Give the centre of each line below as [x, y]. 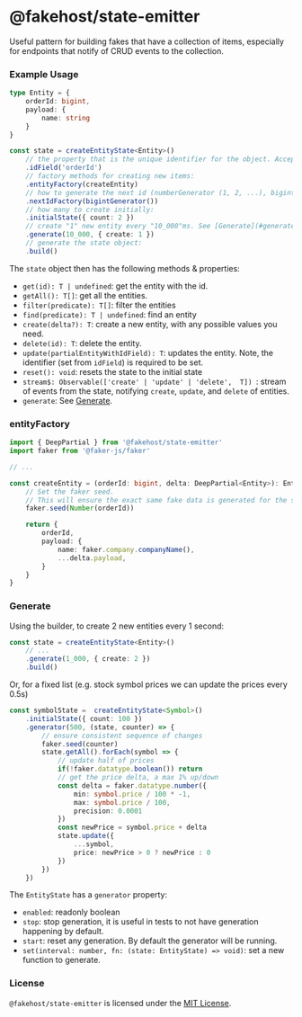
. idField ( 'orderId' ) [64, 168]
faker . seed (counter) [80, 744]
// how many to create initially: [90, 210]
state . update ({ [86, 836]
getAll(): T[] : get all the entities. [85, 295]
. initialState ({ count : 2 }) [80, 218]
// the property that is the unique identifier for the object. [148, 159]
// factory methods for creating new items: [110, 176]
